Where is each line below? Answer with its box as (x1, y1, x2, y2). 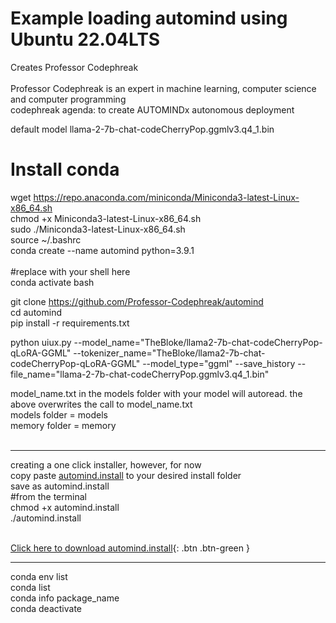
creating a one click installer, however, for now (10, 458, 202, 471)
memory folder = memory (10, 419, 117, 431)
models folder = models (10, 408, 108, 421)
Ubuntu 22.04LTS (10, 28, 161, 51)
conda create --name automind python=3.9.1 (10, 244, 195, 256)
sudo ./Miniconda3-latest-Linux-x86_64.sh (10, 223, 186, 235)
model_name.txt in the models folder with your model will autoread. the (10, 387, 303, 399)
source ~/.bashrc (10, 233, 82, 246)
